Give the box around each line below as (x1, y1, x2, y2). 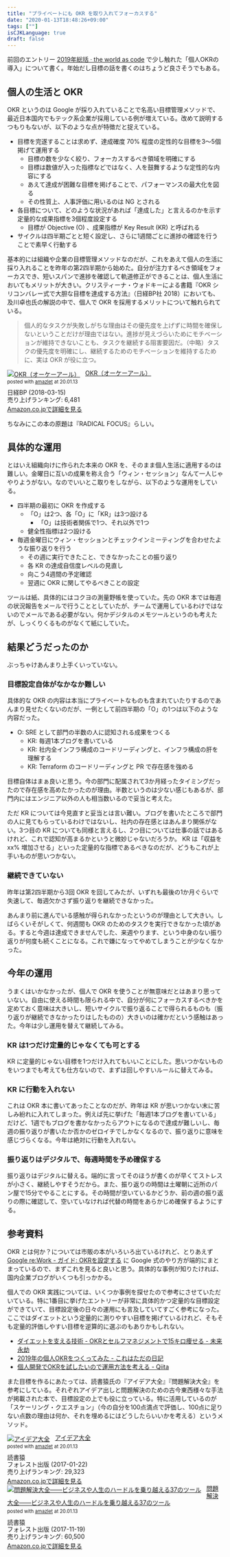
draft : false (7, 36, 45, 43)
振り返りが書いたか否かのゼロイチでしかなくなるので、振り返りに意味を (19, 1127, 224, 1136)
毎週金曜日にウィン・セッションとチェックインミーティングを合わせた (16, 535, 216, 544)
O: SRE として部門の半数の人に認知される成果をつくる (16, 728, 171, 736)
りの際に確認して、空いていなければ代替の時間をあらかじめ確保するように (7, 1197, 218, 1206)
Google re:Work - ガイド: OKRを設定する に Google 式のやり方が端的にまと (7, 1256, 220, 1265)
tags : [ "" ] (7, 23, 38, 30)
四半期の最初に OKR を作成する (16, 501, 106, 509)
